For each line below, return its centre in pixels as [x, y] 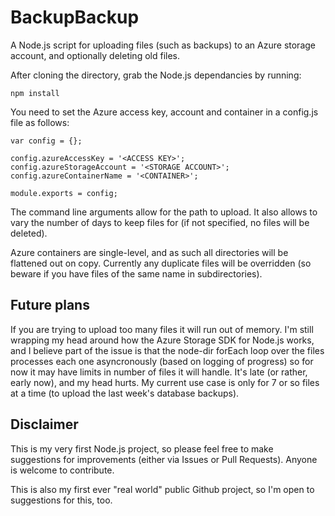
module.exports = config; [64, 193]
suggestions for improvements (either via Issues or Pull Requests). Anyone [164, 459]
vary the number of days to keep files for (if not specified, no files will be [160, 222]
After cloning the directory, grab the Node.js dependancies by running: [156, 75]
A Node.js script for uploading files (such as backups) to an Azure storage [163, 45]
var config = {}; [46, 141]
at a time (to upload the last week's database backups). [125, 393]
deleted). [29, 233]
